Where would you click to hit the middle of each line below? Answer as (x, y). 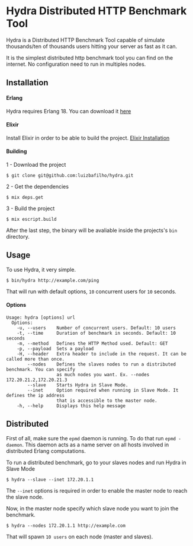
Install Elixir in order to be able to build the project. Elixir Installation (88, 138)
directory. (18, 236)
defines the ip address (36, 395)
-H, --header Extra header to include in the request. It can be (102, 354)
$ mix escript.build (32, 219)
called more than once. (36, 359)
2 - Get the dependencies (38, 186)
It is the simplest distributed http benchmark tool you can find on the (90, 58)
